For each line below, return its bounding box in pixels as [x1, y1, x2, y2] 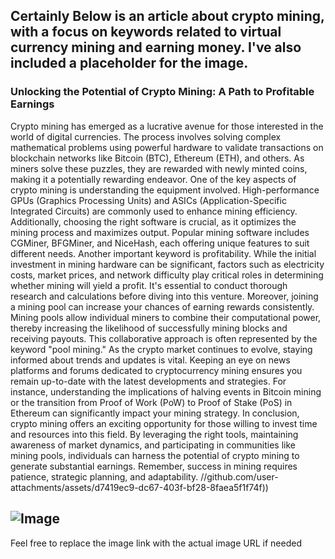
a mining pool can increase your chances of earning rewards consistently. [10, 300, 315, 313]
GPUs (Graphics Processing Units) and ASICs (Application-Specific [10, 194, 287, 206]
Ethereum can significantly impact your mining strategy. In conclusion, [10, 407, 300, 419]
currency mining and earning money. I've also [10, 39, 302, 56]
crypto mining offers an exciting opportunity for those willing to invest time [10, 417, 318, 429]
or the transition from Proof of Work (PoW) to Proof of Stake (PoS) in [10, 396, 293, 408]
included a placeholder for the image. [10, 55, 249, 72]
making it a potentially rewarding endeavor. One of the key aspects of [10, 173, 297, 185]
